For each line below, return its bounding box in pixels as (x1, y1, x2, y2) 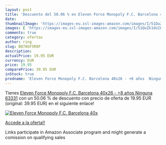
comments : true (5, 30, 37, 35)
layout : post (5, 7, 32, 12)
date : (5, 16, 16, 21)
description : (5, 48, 32, 53)
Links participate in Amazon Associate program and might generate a (5, 129, 146, 135)
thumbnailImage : (5, 21, 39, 26)
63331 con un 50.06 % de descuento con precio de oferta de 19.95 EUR (5, 95, 152, 101)
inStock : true (5, 72, 35, 77)
